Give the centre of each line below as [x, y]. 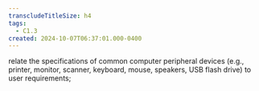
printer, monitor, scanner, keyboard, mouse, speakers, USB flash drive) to [130, 70]
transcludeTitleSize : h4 [50, 16]
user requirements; [40, 78]
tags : [17, 23]
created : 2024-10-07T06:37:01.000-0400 [75, 38]
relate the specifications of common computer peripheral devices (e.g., [126, 61]
